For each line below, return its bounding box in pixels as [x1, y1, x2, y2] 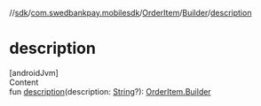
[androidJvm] [9, 67, 59, 78]
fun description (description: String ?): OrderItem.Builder [9, 86, 211, 96]
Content [9, 77, 39, 87]
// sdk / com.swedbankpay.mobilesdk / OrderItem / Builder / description [9, 8, 252, 18]
